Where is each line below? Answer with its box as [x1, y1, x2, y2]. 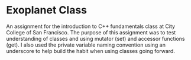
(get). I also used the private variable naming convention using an [6, 41, 166, 48]
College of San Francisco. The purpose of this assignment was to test [6, 29, 176, 36]
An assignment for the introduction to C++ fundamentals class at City [6, 23, 176, 30]
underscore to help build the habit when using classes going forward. [6, 47, 176, 54]
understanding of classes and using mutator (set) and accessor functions [6, 35, 185, 42]
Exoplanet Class [6, 3, 88, 17]
